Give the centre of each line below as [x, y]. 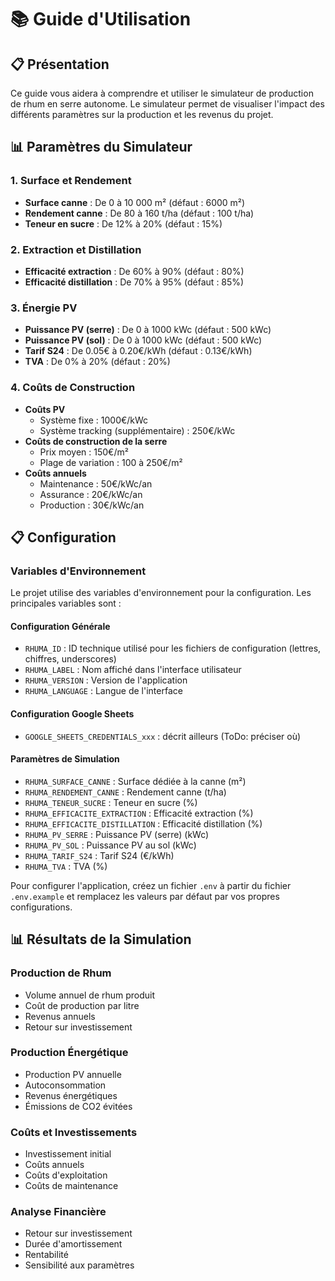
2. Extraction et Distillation [76, 249]
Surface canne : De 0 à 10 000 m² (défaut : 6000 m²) [135, 202]
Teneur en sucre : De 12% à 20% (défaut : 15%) [123, 223]
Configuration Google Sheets [72, 714]
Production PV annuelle [73, 1074]
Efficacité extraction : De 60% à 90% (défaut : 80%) [134, 271]
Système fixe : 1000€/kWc [94, 420]
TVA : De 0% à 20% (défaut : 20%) [97, 362]
